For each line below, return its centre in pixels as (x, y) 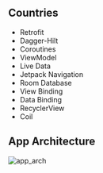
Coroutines (38, 49)
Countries (33, 13)
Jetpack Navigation (51, 74)
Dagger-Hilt (39, 40)
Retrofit (32, 32)
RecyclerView (42, 108)
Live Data (35, 66)
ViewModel (38, 57)
